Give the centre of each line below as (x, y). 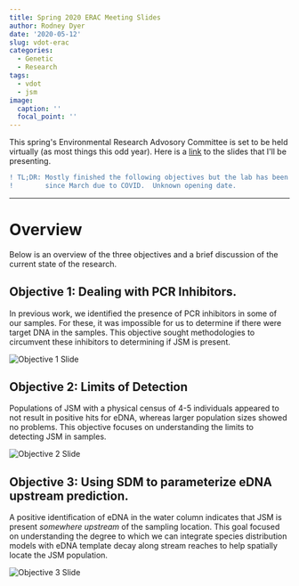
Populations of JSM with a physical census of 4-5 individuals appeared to (145, 408)
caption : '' (40, 109)
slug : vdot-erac (39, 42)
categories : (31, 51)
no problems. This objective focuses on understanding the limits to (131, 427)
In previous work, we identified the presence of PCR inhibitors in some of (143, 313)
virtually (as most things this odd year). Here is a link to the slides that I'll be (148, 151)
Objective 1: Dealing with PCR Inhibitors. (123, 292)
